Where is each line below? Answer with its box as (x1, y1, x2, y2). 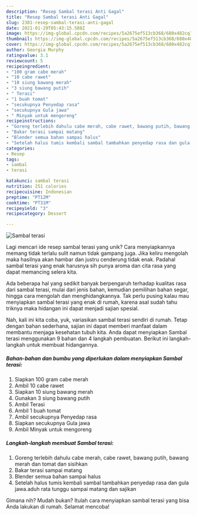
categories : (6, 145, 35, 151)
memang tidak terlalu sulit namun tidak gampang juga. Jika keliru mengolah (6, 250, 189, 257)
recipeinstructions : (6, 118, 57, 124)
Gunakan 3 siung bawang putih (14, 395, 90, 402)
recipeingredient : (6, 63, 51, 69)
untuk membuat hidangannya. (26, 341, 98, 348)
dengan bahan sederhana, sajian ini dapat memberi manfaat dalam (6, 323, 167, 330)
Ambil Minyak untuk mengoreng (14, 426, 92, 433)
